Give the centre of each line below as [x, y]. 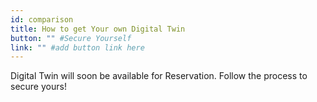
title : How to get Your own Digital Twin [98, 29]
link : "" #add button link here [77, 47]
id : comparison [42, 19]
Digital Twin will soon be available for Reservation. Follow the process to [159, 76]
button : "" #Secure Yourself [71, 38]
